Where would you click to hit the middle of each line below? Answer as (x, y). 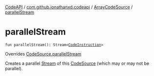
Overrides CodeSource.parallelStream (43, 54)
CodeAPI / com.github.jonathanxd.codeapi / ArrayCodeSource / (69, 7)
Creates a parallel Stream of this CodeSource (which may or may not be (77, 63)
